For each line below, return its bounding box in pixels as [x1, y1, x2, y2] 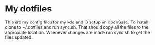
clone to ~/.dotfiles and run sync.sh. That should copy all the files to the [5, 24, 149, 30]
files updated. [5, 34, 33, 40]
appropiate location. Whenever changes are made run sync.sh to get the [5, 29, 150, 35]
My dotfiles [5, 3, 52, 14]
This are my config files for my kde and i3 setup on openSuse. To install [5, 19, 149, 25]
